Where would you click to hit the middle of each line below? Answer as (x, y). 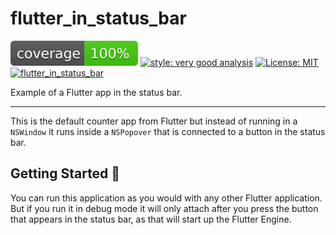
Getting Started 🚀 (65, 173)
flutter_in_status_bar (98, 18)
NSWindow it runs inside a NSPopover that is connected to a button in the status (168, 131)
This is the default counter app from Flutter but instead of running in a (154, 121)
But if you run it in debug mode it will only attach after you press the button (164, 208)
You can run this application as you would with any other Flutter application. (166, 198)
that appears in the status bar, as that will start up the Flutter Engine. (151, 219)
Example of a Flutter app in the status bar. (96, 92)
